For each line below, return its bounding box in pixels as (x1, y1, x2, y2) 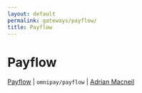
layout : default (7, 10, 56, 18)
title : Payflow (7, 23, 53, 31)
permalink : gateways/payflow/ (7, 17, 98, 24)
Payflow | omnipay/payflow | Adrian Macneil (7, 77, 135, 86)
